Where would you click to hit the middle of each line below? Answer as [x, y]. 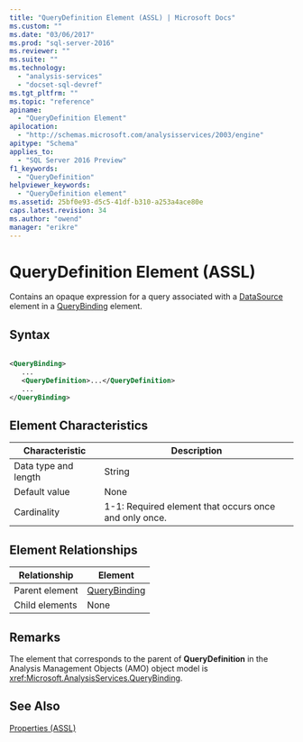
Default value [42, 492]
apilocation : [34, 127]
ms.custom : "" [36, 26]
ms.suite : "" [34, 60]
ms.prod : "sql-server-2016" [62, 43]
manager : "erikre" [44, 227]
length [28, 477]
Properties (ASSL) [43, 728]
